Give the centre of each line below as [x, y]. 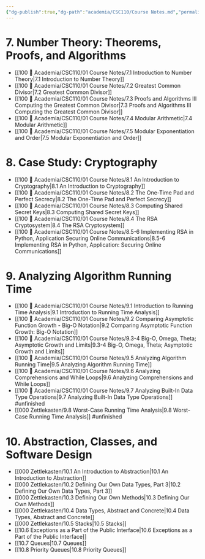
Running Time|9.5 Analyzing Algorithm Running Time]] [83, 364]
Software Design [49, 454]
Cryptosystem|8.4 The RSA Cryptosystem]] [69, 225]
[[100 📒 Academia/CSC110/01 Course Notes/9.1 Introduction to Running [104, 306]
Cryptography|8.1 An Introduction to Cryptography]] [80, 186]
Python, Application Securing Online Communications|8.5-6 [90, 238]
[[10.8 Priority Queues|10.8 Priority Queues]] [70, 550]
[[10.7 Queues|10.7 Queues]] [50, 543]
